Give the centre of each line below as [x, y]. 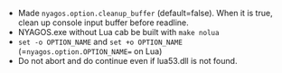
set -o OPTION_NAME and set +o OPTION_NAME [100, 41]
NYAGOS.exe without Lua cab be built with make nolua [118, 32]
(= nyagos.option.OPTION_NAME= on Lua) [90, 51]
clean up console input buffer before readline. [103, 23]
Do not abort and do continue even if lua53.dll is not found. [127, 61]
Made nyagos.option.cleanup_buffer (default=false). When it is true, [145, 13]
